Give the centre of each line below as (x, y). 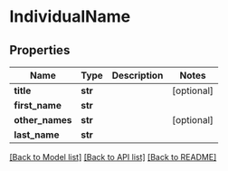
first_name (38, 105)
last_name (37, 135)
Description (138, 76)
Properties (40, 50)
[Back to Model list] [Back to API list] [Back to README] (113, 157)
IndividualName (70, 17)
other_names (43, 120)
